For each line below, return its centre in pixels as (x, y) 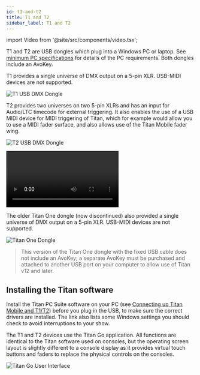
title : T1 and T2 (28, 17)
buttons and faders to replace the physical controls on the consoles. (90, 354)
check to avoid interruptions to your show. (58, 323)
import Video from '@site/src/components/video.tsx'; (72, 40)
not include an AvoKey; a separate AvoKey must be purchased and (103, 258)
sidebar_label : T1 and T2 (38, 23)
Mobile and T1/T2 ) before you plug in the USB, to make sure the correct (94, 311)
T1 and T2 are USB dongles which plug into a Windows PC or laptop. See (96, 52)
